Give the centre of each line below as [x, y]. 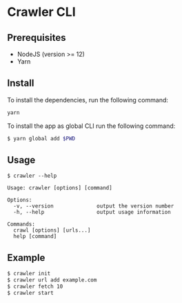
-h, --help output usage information [92, 212]
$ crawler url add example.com [52, 280]
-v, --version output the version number [94, 206]
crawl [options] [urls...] [52, 230]
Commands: [21, 224]
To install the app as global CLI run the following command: [91, 126]
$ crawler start [30, 293]
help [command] [35, 237]
